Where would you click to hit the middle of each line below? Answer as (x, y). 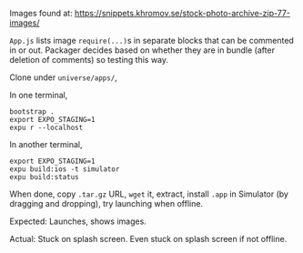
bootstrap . (32, 112)
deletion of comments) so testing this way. (89, 60)
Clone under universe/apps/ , (64, 77)
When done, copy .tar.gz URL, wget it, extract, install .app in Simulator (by (149, 194)
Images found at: (41, 13)
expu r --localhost (46, 127)
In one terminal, (39, 95)
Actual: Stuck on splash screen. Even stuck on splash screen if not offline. (148, 239)
